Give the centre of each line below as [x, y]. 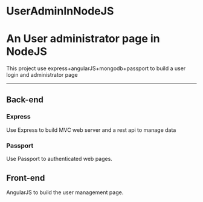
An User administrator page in [83, 39]
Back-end [25, 99]
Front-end [26, 178]
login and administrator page [42, 75]
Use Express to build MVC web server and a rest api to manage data [91, 130]
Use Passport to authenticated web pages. [60, 159]
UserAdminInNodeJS [60, 11]
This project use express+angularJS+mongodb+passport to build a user [96, 68]
